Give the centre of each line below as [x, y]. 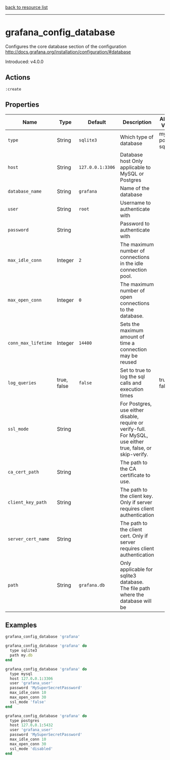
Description [137, 122]
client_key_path [27, 502]
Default [97, 122]
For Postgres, [136, 404]
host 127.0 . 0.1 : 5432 [31, 725]
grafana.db [92, 585]
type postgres [25, 721]
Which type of [137, 137]
